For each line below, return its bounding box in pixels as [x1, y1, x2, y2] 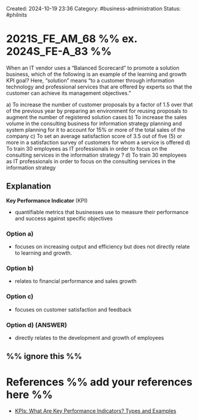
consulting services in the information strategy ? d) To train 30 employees [6, 151, 187, 158]
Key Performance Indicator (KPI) [6, 197, 88, 204]
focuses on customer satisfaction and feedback [14, 306, 132, 313]
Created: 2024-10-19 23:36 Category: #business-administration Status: [6, 5, 181, 12]
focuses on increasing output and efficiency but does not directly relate [14, 243, 190, 250]
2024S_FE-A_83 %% [6, 44, 112, 58]
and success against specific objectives [14, 215, 113, 222]
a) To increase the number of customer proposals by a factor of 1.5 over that [6, 101, 193, 108]
